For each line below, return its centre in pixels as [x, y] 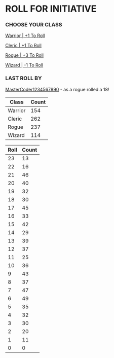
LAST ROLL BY [24, 78]
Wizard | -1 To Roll [24, 65]
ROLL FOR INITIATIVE [51, 9]
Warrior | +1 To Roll [25, 35]
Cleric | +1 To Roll [24, 46]
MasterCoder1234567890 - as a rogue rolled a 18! [57, 89]
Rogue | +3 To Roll [25, 55]
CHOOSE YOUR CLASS [34, 25]
